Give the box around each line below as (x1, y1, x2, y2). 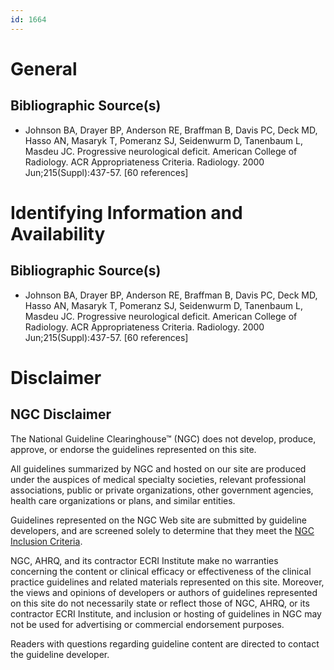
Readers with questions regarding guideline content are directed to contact (10, 637, 320, 650)
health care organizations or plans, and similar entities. (10, 494, 236, 506)
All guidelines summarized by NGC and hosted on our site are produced (10, 462, 307, 475)
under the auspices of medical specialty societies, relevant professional (10, 473, 307, 485)
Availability (10, 222, 106, 245)
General (10, 57, 78, 80)
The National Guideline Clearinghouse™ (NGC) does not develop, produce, (10, 432, 317, 445)
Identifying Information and (10, 201, 243, 224)
